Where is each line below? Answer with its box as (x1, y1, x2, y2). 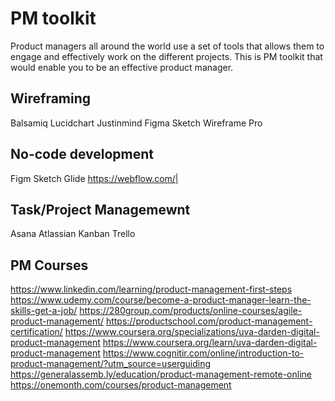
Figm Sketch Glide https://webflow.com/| (10, 172, 179, 184)
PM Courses (10, 257, 89, 274)
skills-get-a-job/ (10, 305, 78, 317)
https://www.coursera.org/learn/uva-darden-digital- (102, 337, 318, 349)
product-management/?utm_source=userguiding (10, 358, 212, 370)
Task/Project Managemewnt (10, 201, 191, 218)
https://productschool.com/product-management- (105, 315, 313, 327)
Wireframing (10, 90, 92, 107)
